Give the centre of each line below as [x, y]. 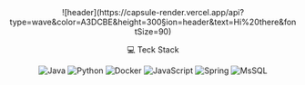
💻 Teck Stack [153, 50]
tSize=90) [153, 32]
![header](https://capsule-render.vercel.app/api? [153, 12]
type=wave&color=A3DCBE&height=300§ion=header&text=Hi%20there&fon [153, 22]
